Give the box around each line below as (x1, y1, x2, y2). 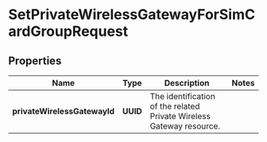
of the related (149, 101, 200, 112)
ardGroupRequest (8, 22, 129, 40)
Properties (8, 54, 62, 67)
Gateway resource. (149, 121, 221, 132)
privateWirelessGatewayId (12, 106, 115, 117)
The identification (149, 91, 216, 102)
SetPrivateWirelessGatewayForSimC (8, 6, 256, 24)
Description (164, 78, 210, 88)
